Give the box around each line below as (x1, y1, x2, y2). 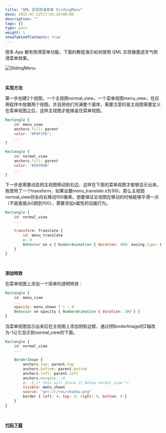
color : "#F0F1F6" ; (14, 131, 52, 136)
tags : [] (5, 21, 23, 26)
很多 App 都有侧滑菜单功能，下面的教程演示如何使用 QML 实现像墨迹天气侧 (5, 49, 158, 55)
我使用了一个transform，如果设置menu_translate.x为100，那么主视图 (5, 188, 145, 194)
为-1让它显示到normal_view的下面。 (5, 329, 78, 335)
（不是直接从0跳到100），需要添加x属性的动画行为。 (5, 200, 111, 206)
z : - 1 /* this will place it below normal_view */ (23, 380, 129, 385)
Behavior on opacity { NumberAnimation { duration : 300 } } (14, 309, 140, 314)
